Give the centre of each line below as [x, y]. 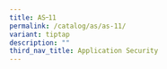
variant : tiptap [40, 34]
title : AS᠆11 [33, 17]
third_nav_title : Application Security [84, 51]
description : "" [40, 43]
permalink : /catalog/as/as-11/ [68, 26]
